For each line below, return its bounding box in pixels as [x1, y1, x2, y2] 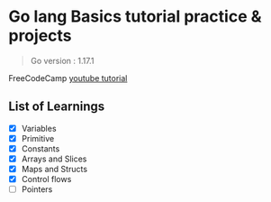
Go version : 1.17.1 [30, 55, 95, 66]
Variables [21, 123, 57, 133]
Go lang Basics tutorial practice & [8, 6, 262, 27]
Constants [21, 142, 60, 154]
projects [8, 25, 73, 46]
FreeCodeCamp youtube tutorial [8, 72, 128, 83]
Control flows [21, 174, 72, 185]
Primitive [21, 133, 55, 143]
